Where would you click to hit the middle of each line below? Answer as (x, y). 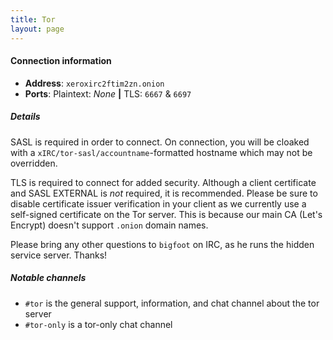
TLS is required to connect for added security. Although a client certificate (163, 182)
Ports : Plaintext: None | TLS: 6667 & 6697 (108, 93)
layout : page (37, 29)
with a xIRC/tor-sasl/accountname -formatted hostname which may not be (161, 152)
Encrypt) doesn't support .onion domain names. (109, 225)
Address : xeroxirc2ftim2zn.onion (94, 83)
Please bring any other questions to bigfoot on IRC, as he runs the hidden (162, 244)
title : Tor (33, 19)
